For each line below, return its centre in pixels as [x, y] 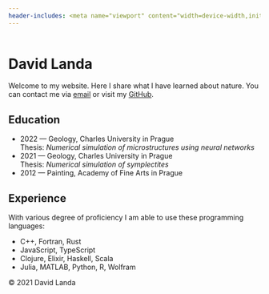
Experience [37, 198]
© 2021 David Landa [42, 282]
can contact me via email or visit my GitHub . [81, 95]
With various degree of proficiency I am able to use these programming [126, 217]
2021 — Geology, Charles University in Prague [96, 156]
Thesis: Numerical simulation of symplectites [94, 164]
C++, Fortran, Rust [50, 242]
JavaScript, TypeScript [58, 250]
